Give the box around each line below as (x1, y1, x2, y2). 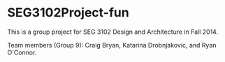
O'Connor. (7, 48, 37, 56)
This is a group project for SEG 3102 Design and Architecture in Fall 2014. (7, 28, 219, 36)
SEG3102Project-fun (7, 5, 129, 21)
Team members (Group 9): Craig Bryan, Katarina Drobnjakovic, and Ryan (7, 41, 217, 49)
